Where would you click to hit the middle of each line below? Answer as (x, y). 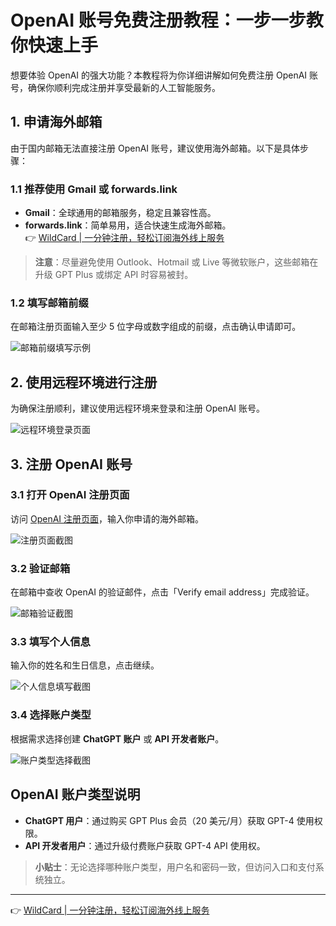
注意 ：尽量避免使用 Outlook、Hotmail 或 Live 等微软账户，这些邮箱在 (176, 262)
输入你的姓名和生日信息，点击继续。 (85, 665)
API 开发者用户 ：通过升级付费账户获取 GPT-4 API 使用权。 (145, 845)
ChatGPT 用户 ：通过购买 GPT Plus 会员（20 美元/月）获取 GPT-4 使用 (169, 820)
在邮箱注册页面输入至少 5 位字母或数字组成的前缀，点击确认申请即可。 (156, 327)
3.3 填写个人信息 (50, 642)
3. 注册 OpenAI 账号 (71, 464)
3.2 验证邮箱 (40, 568)
